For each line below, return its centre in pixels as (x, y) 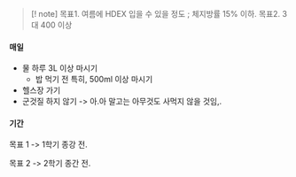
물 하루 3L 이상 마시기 (60, 68)
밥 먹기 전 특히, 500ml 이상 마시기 (94, 80)
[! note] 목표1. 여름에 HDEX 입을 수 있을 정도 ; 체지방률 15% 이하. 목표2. (156, 14)
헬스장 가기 (41, 90)
